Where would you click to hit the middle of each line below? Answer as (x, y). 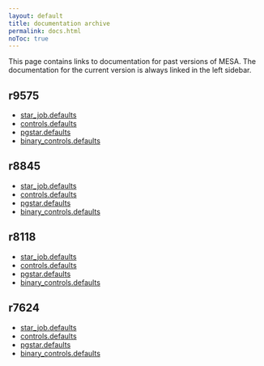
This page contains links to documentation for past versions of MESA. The (132, 62)
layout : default (36, 16)
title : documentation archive (60, 23)
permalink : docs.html (45, 31)
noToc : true (28, 38)
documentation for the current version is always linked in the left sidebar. (130, 70)
